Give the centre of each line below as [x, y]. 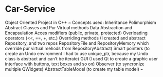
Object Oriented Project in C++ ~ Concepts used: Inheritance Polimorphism [81, 22]
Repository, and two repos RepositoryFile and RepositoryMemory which [77, 43]
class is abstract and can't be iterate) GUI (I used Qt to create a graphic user [81, 58]
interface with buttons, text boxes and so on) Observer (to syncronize [75, 64]
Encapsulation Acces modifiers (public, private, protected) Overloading [76, 33]
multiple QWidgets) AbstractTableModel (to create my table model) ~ [74, 69]
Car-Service [30, 9]
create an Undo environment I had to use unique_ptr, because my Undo [77, 53]
